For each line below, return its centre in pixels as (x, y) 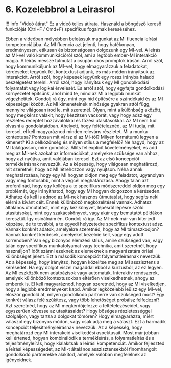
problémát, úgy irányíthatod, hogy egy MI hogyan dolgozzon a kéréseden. (83, 191)
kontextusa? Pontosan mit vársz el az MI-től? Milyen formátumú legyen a (82, 137)
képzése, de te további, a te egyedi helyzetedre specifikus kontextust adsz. (84, 224)
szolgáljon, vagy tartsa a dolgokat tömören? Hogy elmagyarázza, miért (80, 316)
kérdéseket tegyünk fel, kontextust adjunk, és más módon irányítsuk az (80, 71)
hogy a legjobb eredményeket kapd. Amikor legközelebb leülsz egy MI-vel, (84, 289)
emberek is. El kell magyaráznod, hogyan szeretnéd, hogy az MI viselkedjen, (86, 284)
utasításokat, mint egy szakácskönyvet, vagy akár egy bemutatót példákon (84, 213)
